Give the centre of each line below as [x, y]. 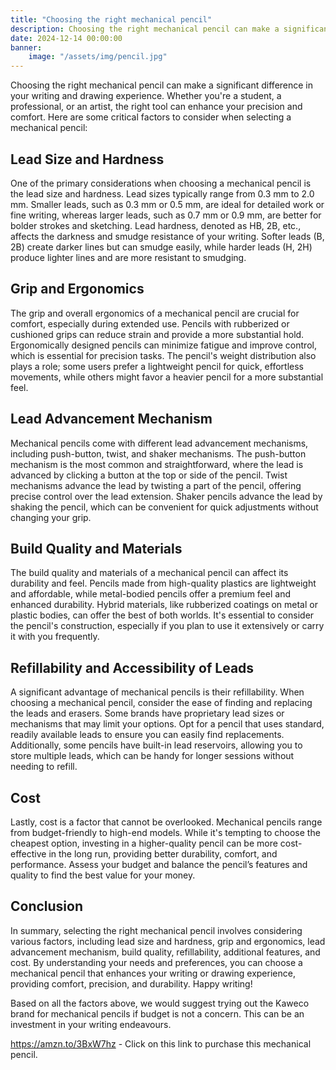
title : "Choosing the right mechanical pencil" [111, 19]
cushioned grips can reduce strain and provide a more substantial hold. [157, 334]
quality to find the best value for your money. [103, 875]
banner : [26, 47]
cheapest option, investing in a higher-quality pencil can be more [144, 843]
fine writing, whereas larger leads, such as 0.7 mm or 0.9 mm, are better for [166, 215]
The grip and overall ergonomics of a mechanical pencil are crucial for [155, 313]
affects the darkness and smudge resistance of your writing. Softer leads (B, [167, 236]
